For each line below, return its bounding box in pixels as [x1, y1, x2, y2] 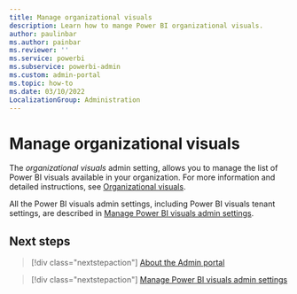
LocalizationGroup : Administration [9, 95, 141, 104]
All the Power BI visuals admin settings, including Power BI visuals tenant [9, 198, 276, 209]
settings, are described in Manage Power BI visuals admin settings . [9, 208, 254, 219]
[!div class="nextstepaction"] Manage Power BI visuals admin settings [30, 275, 288, 285]
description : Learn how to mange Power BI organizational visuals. [9, 21, 264, 30]
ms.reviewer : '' [9, 46, 69, 55]
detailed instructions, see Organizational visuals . [9, 182, 186, 192]
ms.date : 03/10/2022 [9, 87, 86, 96]
